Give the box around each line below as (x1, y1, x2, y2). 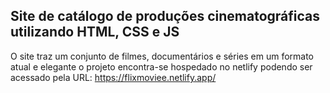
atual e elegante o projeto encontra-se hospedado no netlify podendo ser (10, 60, 313, 73)
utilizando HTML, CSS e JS (10, 24, 180, 41)
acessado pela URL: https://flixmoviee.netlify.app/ (10, 71, 217, 83)
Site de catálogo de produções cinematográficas (10, 8, 321, 25)
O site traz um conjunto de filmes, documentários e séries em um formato (10, 50, 314, 62)
